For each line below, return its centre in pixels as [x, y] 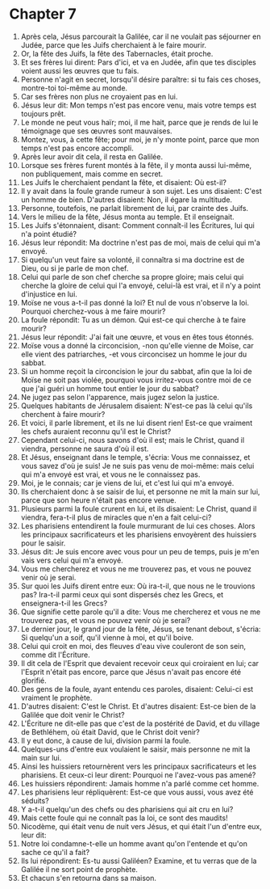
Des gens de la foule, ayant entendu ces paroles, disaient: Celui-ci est [137, 689]
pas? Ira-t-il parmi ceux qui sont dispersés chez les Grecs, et [122, 594]
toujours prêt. [43, 113]
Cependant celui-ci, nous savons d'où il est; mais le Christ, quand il [133, 440]
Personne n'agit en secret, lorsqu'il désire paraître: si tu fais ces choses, [141, 79]
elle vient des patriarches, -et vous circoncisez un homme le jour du [134, 354]
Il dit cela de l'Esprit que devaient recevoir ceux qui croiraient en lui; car [140, 663]
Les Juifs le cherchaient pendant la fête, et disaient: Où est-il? [123, 182]
